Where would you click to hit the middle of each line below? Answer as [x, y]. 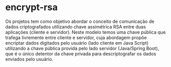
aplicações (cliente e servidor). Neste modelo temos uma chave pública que [85, 32]
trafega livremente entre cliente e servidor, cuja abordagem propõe [76, 38]
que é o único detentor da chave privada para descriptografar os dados [81, 54]
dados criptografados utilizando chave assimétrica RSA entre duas [76, 26]
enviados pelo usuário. [29, 59]
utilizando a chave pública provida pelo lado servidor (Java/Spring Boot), [82, 48]
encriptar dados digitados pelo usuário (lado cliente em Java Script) [77, 43]
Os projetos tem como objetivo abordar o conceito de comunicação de [80, 21]
